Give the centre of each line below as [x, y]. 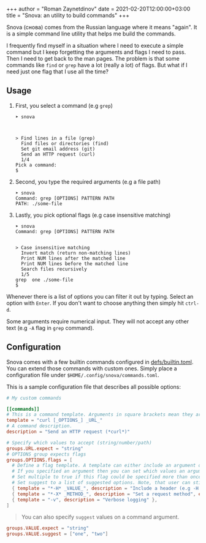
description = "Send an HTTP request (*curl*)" [68, 432]
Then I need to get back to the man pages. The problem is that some [93, 58]
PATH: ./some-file [39, 204]
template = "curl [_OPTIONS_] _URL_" [55, 421]
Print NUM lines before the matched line [75, 264]
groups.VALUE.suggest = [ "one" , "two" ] [57, 534]
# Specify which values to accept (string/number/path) [79, 443]
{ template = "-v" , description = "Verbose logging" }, [85, 500]
